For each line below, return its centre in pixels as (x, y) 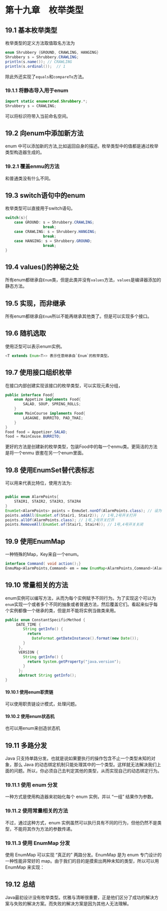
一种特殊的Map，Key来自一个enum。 (43, 554)
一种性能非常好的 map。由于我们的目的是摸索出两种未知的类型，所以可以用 (82, 861)
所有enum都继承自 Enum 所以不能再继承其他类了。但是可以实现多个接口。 (79, 316)
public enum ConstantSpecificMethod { (45, 620)
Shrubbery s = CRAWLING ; (31, 106)
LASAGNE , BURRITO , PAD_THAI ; (53, 418)
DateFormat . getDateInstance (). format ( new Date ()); (85, 638)
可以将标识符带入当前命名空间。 (38, 116)
